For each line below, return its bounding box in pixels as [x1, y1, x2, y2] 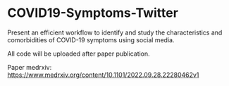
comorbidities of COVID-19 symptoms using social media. [7, 35, 175, 44]
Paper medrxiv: [7, 63, 52, 71]
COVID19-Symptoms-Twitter [7, 5, 178, 21]
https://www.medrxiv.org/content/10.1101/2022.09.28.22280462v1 [7, 70, 199, 79]
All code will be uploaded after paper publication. [7, 49, 150, 58]
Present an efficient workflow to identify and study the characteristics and [7, 28, 223, 37]
